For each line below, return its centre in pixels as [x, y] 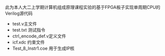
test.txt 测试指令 [29, 30]
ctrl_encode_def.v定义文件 [39, 36]
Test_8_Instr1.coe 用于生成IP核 [43, 48]
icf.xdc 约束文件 [28, 42]
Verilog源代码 [19, 13]
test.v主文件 [25, 24]
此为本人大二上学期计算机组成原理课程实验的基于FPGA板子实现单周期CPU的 [83, 7]
